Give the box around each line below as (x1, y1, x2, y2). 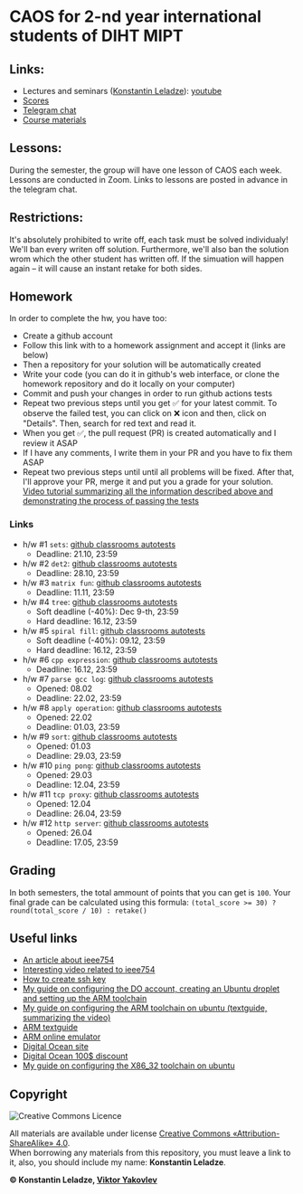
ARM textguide (22, 1022, 79, 1033)
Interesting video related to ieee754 (22, 964, 156, 975)
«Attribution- (232, 1128, 280, 1139)
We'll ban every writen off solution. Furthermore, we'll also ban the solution (9, 243, 289, 254)
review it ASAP (22, 438, 79, 449)
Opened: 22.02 (35, 712, 93, 723)
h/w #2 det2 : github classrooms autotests (22, 558, 178, 569)
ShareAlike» (9, 1138, 54, 1149)
